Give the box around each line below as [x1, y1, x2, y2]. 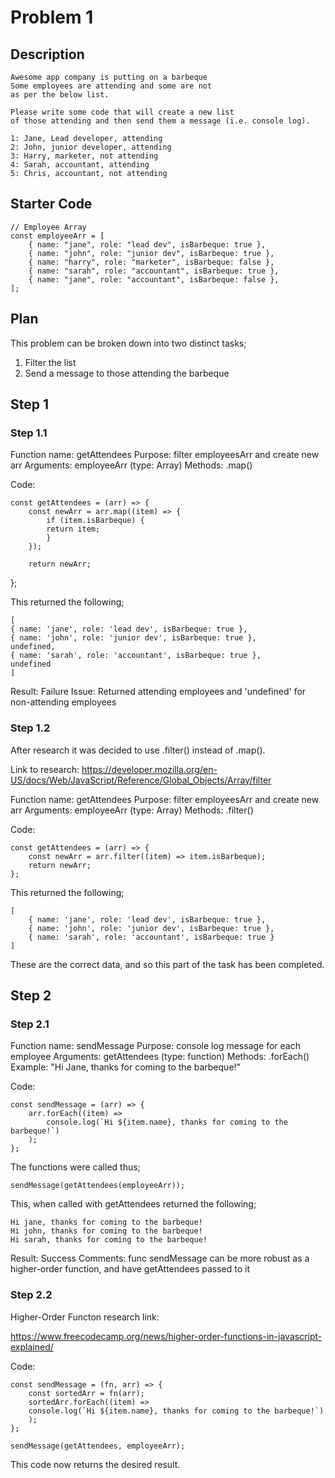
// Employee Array [10, 222, 87, 232]
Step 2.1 [10, 1017, 50, 1031]
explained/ [10, 1341, 54, 1353]
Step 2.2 [10, 1288, 53, 1302]
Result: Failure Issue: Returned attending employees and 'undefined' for [10, 686, 307, 698]
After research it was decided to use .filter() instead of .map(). [10, 744, 266, 756]
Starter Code [10, 196, 93, 213]
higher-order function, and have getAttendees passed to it [10, 1263, 250, 1275]
